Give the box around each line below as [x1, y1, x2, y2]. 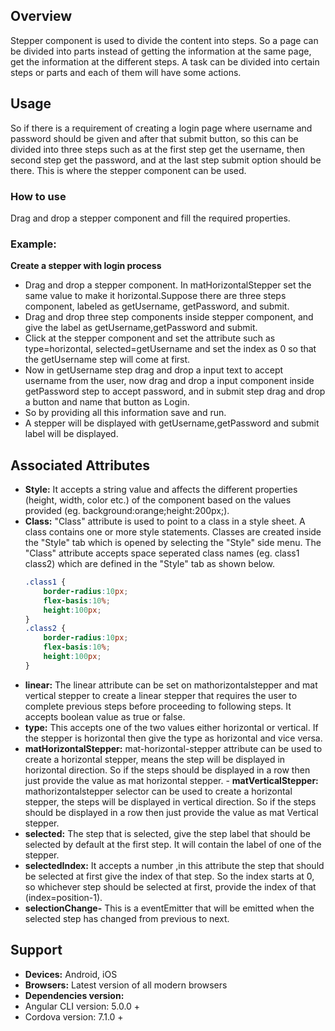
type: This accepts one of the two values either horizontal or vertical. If [24, 721, 319, 733]
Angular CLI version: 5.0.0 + [24, 1000, 141, 1012]
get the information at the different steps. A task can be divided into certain [10, 55, 320, 68]
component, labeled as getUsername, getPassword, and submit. [24, 300, 290, 313]
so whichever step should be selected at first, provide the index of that [24, 880, 317, 893]
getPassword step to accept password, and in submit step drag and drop [24, 385, 326, 398]
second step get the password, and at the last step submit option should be [10, 154, 322, 166]
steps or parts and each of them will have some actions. [10, 66, 242, 78]
